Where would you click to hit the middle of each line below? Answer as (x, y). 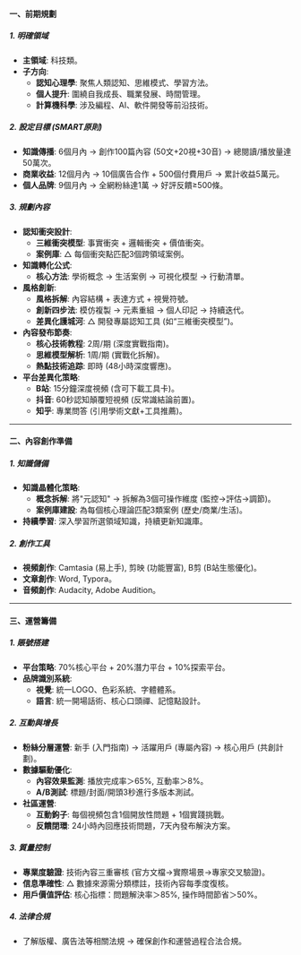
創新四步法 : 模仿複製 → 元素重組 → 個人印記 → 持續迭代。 (142, 310)
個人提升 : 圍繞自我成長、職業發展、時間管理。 (120, 93)
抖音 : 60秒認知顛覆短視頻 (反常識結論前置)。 (117, 400)
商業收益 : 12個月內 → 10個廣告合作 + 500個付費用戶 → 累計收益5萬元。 (153, 174)
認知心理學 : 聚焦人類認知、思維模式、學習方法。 (124, 82)
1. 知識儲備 (29, 463)
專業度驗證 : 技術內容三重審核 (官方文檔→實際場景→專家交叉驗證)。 (146, 872)
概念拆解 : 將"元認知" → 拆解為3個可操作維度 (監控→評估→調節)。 (155, 499)
